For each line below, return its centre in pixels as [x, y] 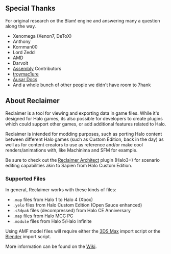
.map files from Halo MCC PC [43, 216]
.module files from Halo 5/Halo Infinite [52, 221]
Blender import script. [28, 236]
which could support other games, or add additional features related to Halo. [86, 124]
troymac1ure [26, 74]
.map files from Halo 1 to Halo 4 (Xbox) [53, 199]
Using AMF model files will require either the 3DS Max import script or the [83, 231]
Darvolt [20, 63]
